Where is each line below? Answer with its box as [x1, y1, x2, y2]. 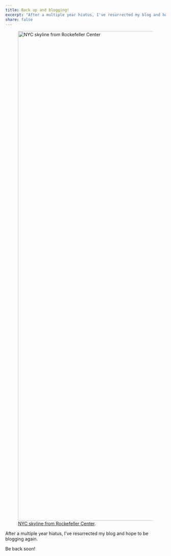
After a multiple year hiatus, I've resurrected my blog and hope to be [5, 530, 149, 537]
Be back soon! [5, 546, 36, 552]
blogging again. [5, 536, 38, 542]
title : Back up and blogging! [5, 7, 70, 13]
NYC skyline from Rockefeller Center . [18, 521, 96, 527]
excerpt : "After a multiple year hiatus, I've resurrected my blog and [5, 12, 160, 17]
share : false [5, 17, 33, 22]
